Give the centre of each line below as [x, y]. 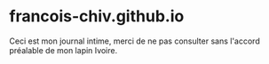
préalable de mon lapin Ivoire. [63, 50]
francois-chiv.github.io [97, 16]
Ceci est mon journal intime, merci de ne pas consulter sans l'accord [134, 41]
